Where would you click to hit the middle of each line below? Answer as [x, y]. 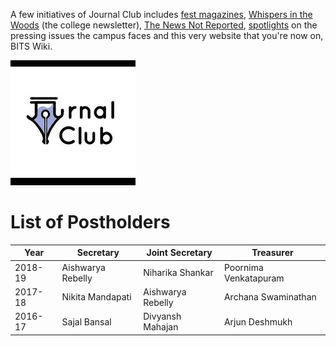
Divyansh [162, 316]
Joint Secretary [179, 253]
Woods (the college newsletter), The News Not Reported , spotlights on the [164, 25]
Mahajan [161, 327]
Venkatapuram [254, 278]
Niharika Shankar [178, 273]
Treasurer [272, 253]
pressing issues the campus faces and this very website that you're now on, [167, 35]
